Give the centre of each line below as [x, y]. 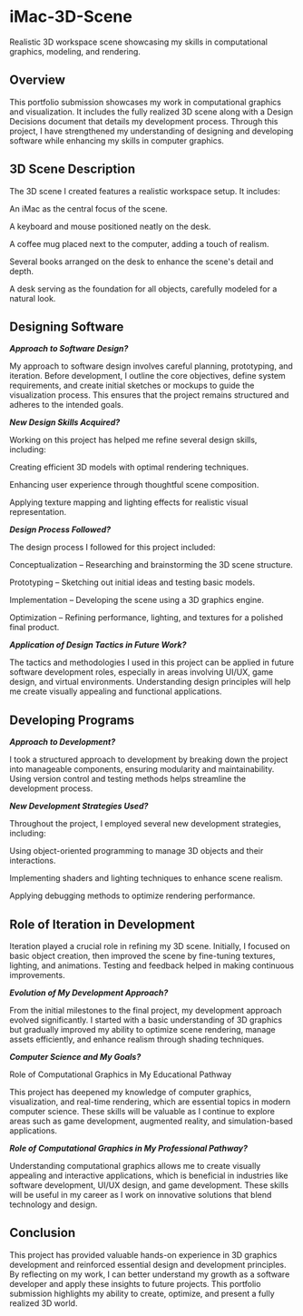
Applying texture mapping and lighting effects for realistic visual [129, 502]
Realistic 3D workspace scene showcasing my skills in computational [139, 42]
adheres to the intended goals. [67, 405]
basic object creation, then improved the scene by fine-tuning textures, [142, 956]
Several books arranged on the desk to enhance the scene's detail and [142, 262]
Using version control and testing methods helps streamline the [128, 779]
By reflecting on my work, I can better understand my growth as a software [150, 1274]
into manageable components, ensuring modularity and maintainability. [142, 769]
